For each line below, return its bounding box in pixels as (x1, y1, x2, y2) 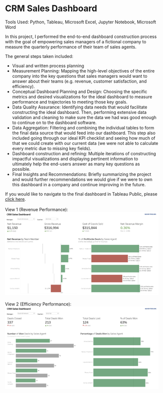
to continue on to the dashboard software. (12, 120, 97, 125)
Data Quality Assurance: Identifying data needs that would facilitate (12, 104, 147, 110)
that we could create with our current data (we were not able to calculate (12, 140, 159, 146)
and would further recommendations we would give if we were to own (12, 176, 153, 182)
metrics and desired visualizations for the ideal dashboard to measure (12, 93, 152, 100)
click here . (5, 196, 26, 202)
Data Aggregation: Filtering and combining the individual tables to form (12, 125, 155, 130)
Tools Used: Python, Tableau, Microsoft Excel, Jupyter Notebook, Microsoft (5, 19, 157, 25)
